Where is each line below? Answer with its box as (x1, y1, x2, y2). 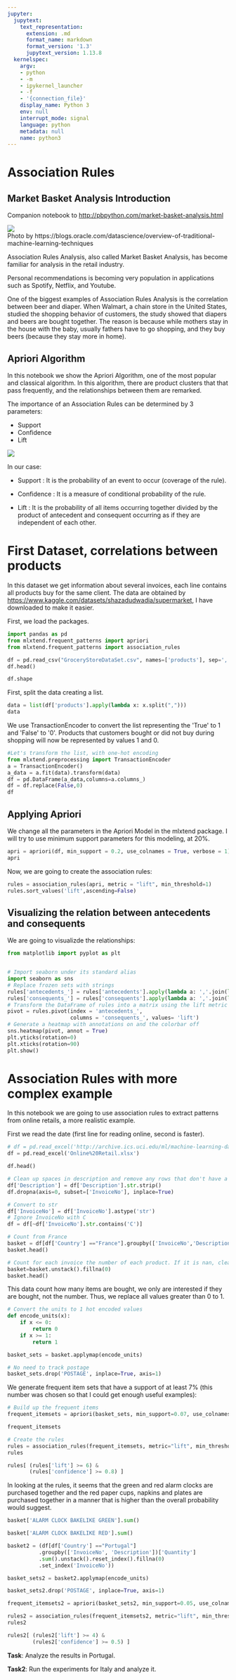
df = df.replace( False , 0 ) (7, 782, 83, 789)
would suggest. (7, 1504, 52, 1512)
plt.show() (7, 1047, 39, 1054)
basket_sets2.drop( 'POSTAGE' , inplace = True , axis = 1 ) (7, 1587, 165, 1594)
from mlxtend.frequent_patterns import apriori (7, 637, 150, 644)
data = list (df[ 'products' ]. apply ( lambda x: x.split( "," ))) (7, 702, 188, 709)
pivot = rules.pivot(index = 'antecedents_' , (7, 1008, 143, 1015)
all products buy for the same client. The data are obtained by (7, 589, 186, 597)
